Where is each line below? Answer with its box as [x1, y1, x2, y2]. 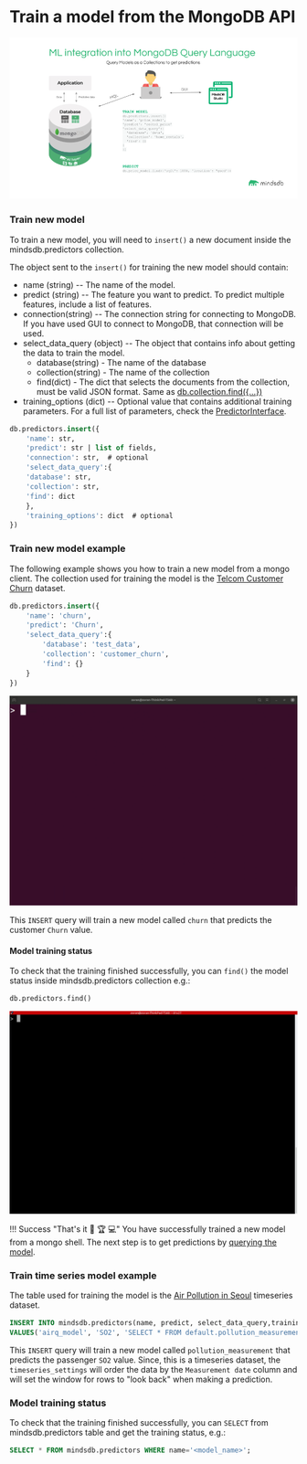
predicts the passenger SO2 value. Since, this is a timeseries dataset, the [9, 1354, 281, 1365]
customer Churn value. [9, 925, 93, 936]
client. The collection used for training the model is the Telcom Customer [9, 573, 284, 584]
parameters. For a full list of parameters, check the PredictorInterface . [22, 405, 287, 417]
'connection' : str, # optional [26, 453, 149, 462]
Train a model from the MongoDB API [9, 6, 296, 27]
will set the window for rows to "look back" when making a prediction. [9, 1374, 273, 1385]
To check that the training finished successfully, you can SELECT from [9, 1417, 269, 1428]
